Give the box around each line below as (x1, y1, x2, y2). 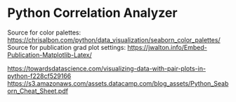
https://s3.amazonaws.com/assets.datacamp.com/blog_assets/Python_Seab (7, 79, 229, 87)
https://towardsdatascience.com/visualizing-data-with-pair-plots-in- (7, 64, 206, 72)
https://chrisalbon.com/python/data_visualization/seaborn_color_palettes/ (7, 35, 221, 44)
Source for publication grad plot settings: (7, 43, 126, 51)
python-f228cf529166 (7, 72, 72, 80)
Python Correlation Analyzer (7, 5, 178, 21)
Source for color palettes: (7, 28, 81, 37)
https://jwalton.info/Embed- (127, 43, 207, 51)
